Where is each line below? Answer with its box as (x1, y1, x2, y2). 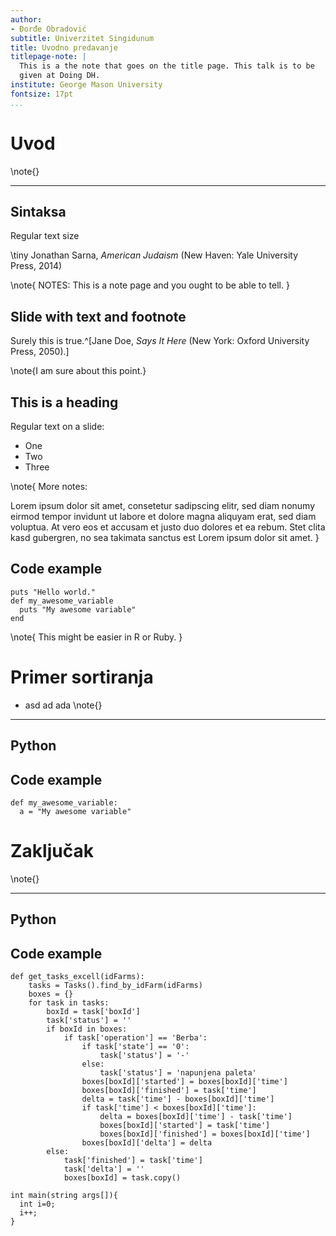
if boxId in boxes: (46, 1024, 128, 1035)
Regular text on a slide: (10, 421, 105, 432)
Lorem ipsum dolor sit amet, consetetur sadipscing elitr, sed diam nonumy (10, 500, 316, 511)
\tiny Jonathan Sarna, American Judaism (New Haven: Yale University (10, 249, 299, 261)
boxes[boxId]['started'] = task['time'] (99, 1121, 271, 1131)
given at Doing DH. (19, 71, 101, 81)
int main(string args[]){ (10, 1191, 118, 1201)
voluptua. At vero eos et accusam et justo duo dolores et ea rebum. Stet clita (10, 521, 326, 533)
